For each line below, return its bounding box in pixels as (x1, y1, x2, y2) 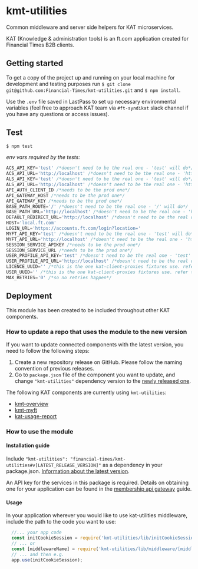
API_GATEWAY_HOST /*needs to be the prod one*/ (6, 193, 126, 199)
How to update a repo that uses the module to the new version (6, 327, 187, 336)
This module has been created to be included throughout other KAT (6, 306, 170, 313)
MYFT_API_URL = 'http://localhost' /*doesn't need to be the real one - (6, 236, 183, 242)
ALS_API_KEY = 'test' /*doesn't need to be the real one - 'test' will (6, 176, 181, 182)
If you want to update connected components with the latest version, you (6, 340, 184, 348)
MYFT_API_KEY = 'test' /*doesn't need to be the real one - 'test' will (6, 231, 183, 237)
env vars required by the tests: (6, 154, 81, 161)
